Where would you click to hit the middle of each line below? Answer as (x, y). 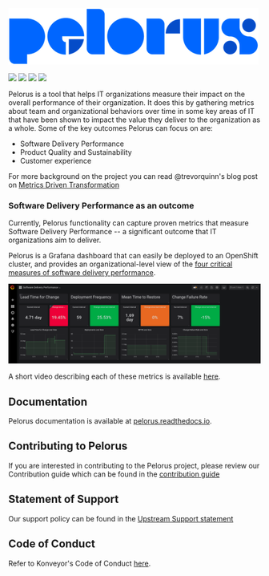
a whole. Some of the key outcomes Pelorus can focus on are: (111, 128)
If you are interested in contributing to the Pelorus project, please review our (134, 465)
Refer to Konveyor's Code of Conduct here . (80, 563)
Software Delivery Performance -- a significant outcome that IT (112, 232)
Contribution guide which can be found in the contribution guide (114, 474)
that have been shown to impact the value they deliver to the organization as (134, 120)
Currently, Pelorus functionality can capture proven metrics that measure (129, 223)
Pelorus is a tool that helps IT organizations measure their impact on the (127, 94)
